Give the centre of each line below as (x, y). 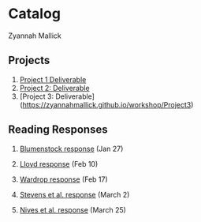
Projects (29, 60)
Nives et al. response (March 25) (73, 209)
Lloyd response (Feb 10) (59, 164)
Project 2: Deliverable (54, 88)
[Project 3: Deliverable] (57, 96)
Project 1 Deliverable (53, 79)
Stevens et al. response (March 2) (74, 194)
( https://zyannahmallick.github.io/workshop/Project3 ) (106, 104)
